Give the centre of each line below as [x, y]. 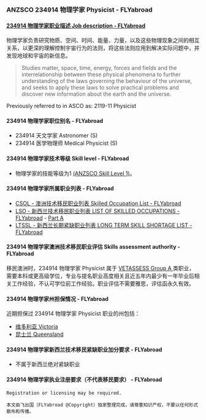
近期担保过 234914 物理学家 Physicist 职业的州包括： [73, 314]
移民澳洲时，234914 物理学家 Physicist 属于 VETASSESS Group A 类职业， [101, 268]
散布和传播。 [20, 411]
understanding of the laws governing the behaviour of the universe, [106, 81]
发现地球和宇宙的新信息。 [39, 56]
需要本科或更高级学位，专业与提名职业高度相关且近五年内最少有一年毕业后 [100, 276]
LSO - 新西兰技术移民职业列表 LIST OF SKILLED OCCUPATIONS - [97, 211]
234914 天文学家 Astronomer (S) [56, 136]
